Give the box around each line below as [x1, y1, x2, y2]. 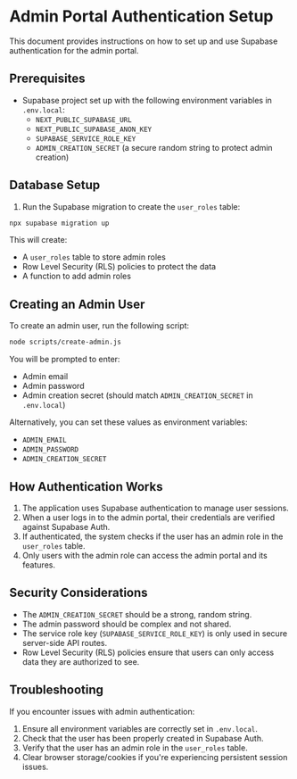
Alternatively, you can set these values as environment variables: [9, 417, 248, 427]
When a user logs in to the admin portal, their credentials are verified [21, 511, 275, 523]
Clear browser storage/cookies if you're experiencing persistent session [21, 751, 288, 762]
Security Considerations [9, 585, 149, 601]
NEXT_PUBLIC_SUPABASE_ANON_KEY [35, 125, 153, 134]
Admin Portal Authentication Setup [9, 6, 274, 27]
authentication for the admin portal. [9, 45, 139, 55]
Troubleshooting [9, 683, 104, 698]
